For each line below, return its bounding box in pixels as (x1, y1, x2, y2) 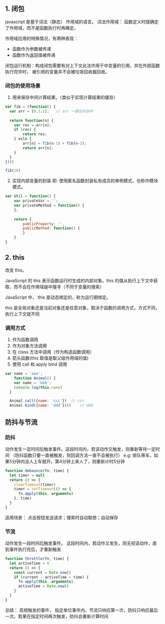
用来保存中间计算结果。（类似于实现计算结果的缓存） (12, 94, 118, 100)
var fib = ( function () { (5, 104, 56, 110)
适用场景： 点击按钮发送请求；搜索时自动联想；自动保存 (5, 514, 118, 520)
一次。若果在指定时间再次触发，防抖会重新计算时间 (5, 613, 109, 619)
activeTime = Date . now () (18, 584, 69, 589)
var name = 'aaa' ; (5, 371, 43, 376)
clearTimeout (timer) (14, 482, 56, 487)
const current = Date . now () (14, 570, 71, 575)
